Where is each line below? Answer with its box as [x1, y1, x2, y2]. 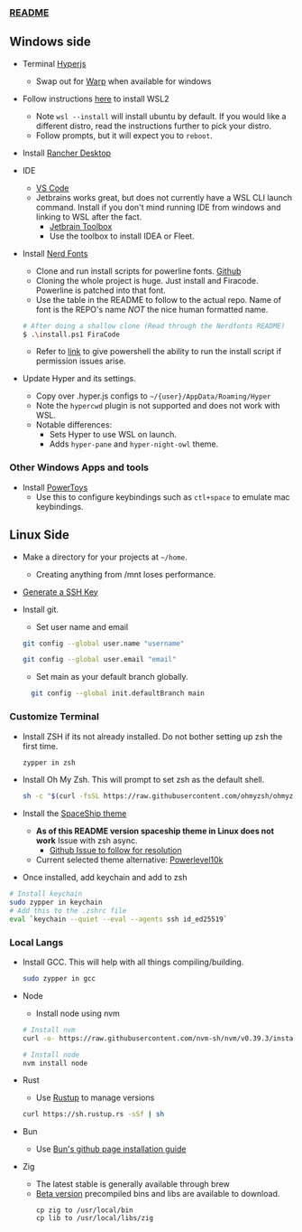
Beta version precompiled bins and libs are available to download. [35, 1189, 280, 1199]
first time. [22, 740, 59, 751]
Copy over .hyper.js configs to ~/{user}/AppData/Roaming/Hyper [35, 390, 271, 401]
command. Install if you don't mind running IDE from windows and [35, 202, 281, 212]
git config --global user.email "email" [22, 655, 177, 664]
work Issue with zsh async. [35, 835, 138, 846]
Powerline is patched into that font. [35, 285, 167, 296]
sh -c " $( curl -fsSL [22, 792, 100, 801]
